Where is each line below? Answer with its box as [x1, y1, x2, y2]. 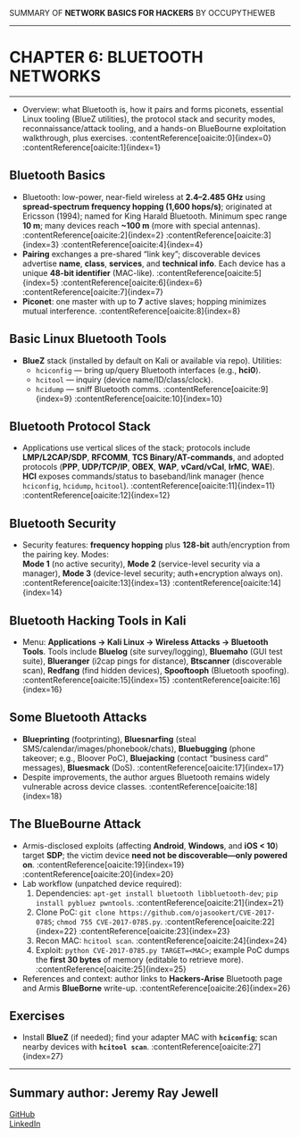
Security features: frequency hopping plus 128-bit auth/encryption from [21, 539, 290, 550]
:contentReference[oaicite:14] [172, 578, 281, 589]
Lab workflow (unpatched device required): [21, 878, 182, 889]
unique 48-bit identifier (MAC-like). [21, 267, 154, 278]
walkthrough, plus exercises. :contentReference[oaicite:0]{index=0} [21, 132, 272, 143]
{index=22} [35, 925, 78, 936]
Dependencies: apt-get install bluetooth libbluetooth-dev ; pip [35, 888, 279, 899]
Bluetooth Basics [9, 168, 105, 183]
